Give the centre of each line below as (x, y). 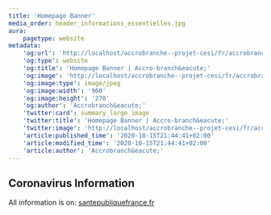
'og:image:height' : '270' (67, 98)
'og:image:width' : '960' (65, 91)
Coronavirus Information (72, 183)
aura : (17, 31)
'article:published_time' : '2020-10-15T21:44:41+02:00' (119, 135)
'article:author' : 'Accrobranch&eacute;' (93, 151)
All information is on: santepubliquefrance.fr (81, 203)
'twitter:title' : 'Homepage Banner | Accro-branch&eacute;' (126, 121)
